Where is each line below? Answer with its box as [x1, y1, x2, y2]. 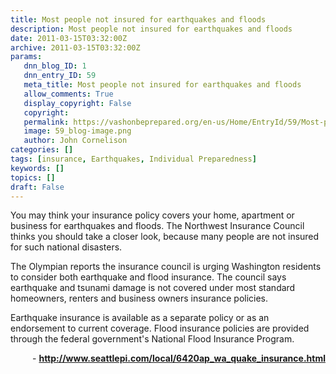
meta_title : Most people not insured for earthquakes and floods [23, 80, 302, 90]
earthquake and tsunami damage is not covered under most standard [10, 282, 296, 294]
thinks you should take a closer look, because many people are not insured [10, 231, 320, 243]
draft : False [10, 182, 65, 192]
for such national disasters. [10, 241, 123, 253]
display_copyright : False [23, 98, 132, 108]
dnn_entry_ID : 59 [23, 71, 97, 81]
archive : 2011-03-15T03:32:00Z [10, 42, 141, 53]
